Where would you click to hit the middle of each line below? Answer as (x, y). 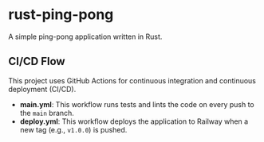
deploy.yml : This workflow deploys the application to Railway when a (134, 121)
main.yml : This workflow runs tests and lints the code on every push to (137, 104)
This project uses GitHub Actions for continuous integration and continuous (132, 80)
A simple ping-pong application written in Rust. (85, 36)
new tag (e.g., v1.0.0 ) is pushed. (73, 129)
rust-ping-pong (61, 15)
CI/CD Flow (37, 61)
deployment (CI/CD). (42, 89)
